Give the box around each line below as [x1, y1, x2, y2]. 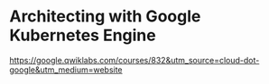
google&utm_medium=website [9, 64, 124, 75]
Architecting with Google [9, 6, 201, 27]
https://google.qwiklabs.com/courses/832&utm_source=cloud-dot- [9, 55, 260, 65]
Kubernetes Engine [9, 25, 156, 46]
